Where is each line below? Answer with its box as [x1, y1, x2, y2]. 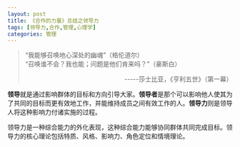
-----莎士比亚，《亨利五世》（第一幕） [124, 75, 233, 83]
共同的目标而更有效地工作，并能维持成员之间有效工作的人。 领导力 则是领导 [13, 99, 233, 108]
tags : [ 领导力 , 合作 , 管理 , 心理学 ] [7, 24, 96, 31]
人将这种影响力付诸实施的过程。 [7, 108, 101, 116]
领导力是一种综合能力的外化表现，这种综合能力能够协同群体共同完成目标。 [7, 123, 226, 132]
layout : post [7, 10, 46, 18]
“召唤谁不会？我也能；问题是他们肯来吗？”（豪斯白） [24, 60, 181, 69]
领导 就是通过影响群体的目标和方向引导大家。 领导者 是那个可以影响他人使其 [7, 90, 226, 98]
